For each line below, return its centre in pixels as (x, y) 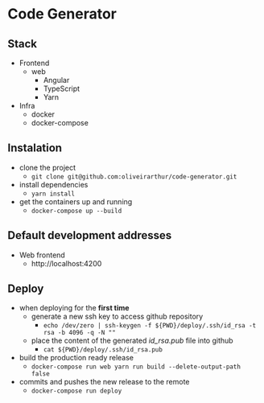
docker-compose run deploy (76, 391)
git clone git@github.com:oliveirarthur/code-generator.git (134, 177)
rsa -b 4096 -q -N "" (79, 333)
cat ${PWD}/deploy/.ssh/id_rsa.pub (103, 350)
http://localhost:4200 (66, 263)
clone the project (47, 167)
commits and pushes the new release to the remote (104, 382)
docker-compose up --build (76, 211)
